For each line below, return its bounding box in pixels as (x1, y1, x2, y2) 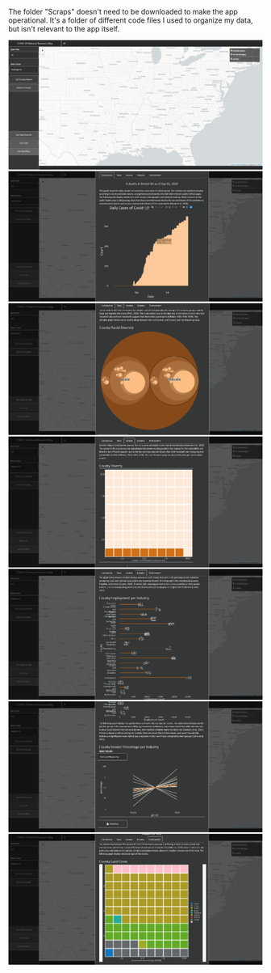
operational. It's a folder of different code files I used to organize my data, (8, 15, 253, 25)
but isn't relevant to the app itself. (8, 24, 119, 33)
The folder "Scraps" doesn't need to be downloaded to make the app (8, 7, 238, 16)
